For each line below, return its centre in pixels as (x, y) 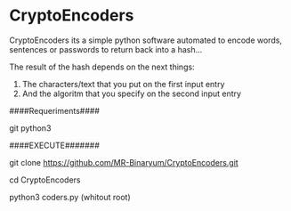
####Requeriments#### (55, 110)
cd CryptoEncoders (45, 180)
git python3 (30, 128)
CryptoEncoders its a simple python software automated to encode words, (146, 40)
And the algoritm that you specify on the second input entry (132, 93)
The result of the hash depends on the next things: (102, 67)
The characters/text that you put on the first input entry (123, 84)
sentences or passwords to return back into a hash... (106, 49)
